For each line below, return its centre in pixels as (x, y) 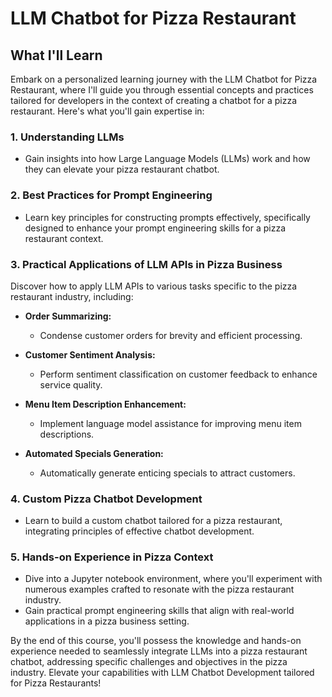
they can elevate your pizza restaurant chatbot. (122, 169)
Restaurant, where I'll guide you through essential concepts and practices (162, 90)
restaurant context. (64, 238)
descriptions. (67, 434)
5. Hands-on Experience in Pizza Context (112, 557)
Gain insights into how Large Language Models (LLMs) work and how (167, 159)
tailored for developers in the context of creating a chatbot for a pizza (153, 100)
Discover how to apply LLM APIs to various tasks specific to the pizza (154, 286)
